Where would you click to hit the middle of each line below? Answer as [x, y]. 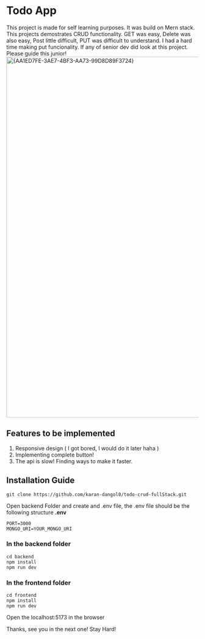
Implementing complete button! [55, 455]
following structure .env [37, 512]
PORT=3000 [19, 523]
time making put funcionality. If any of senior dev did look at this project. [97, 47]
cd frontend [21, 596]
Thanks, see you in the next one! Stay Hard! [61, 629]
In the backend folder [39, 544]
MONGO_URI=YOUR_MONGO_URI [39, 529]
